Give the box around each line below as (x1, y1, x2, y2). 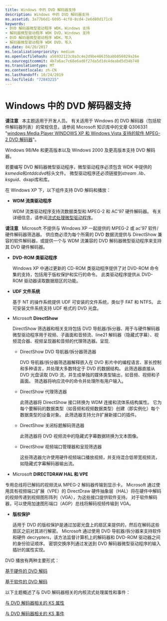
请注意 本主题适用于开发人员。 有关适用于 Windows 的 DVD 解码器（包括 (5, 117, 157, 123)
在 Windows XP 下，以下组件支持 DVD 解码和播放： (5, 187, 111, 193)
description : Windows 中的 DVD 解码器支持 (5, 12, 90, 17)
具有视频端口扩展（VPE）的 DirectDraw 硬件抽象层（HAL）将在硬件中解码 (9, 488, 162, 494)
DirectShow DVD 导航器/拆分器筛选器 (19, 348, 97, 354)
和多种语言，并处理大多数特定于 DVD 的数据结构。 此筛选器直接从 (19, 365, 156, 371)
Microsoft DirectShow (12, 315, 58, 321)
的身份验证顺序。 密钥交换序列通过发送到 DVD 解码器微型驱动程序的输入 (12, 540, 161, 546)
